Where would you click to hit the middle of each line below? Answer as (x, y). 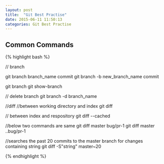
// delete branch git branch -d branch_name (51, 96)
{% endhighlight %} (26, 156)
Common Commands (39, 44)
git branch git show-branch (34, 86)
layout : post (19, 10)
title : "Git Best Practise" (36, 15)
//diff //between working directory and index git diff (59, 106)
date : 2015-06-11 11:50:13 (34, 19)
